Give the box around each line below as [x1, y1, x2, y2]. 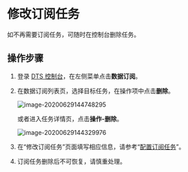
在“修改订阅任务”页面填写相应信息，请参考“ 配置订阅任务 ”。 [17, 142, 185, 151]
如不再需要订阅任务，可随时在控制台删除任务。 [7, 30, 140, 39]
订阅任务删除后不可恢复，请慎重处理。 [17, 157, 126, 165]
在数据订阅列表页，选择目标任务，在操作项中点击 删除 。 [17, 87, 174, 95]
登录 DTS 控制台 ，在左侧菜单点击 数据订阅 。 [17, 72, 142, 80]
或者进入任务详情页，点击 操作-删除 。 [17, 114, 123, 122]
